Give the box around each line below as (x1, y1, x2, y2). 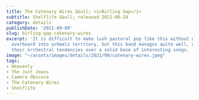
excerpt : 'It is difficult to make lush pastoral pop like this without (6, 36, 190, 42)
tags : (6, 58, 20, 64)
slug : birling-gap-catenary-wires (6, 31, 92, 36)
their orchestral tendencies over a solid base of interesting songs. (11, 47, 190, 53)
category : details (6, 19, 52, 25)
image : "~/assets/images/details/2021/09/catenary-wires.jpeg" (6, 52, 166, 58)
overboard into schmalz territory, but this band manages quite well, (11, 42, 190, 48)
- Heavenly (6, 63, 33, 69)
